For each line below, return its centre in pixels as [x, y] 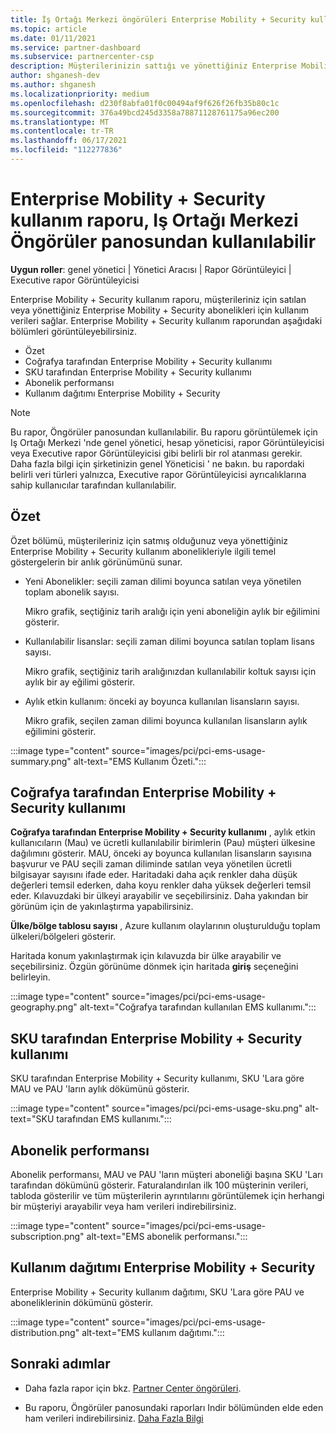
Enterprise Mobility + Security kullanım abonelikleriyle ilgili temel [143, 551]
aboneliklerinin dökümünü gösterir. [82, 1302]
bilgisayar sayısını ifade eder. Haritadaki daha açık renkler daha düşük [154, 875]
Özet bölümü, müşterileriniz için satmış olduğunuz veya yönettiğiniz [149, 540]
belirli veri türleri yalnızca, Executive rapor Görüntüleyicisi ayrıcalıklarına [158, 474]
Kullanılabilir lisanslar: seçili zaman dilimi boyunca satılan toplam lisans [169, 641]
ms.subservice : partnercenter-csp [82, 57]
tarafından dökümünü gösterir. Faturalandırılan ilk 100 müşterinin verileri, [159, 1185]
